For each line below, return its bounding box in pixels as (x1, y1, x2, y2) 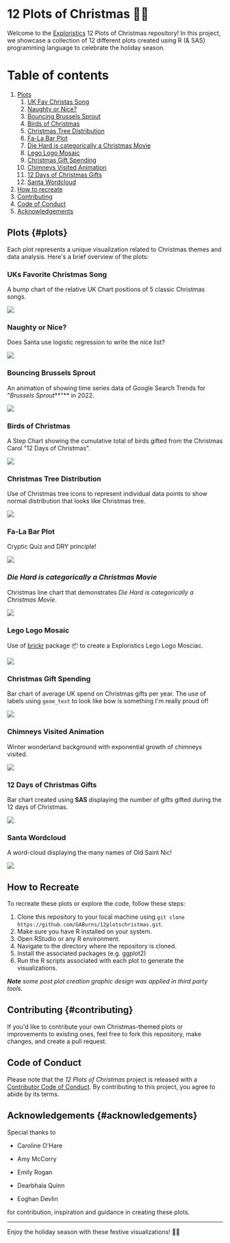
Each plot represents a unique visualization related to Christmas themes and (7, 245, 222, 253)
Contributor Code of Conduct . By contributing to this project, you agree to (7, 1082, 216, 1091)
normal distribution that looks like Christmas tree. (7, 497, 146, 505)
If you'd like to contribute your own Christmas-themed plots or (7, 1023, 183, 1031)
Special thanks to (7, 1128, 56, 1136)
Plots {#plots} (7, 227, 68, 239)
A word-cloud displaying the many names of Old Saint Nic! (7, 848, 172, 857)
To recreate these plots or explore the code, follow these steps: (7, 900, 186, 908)
